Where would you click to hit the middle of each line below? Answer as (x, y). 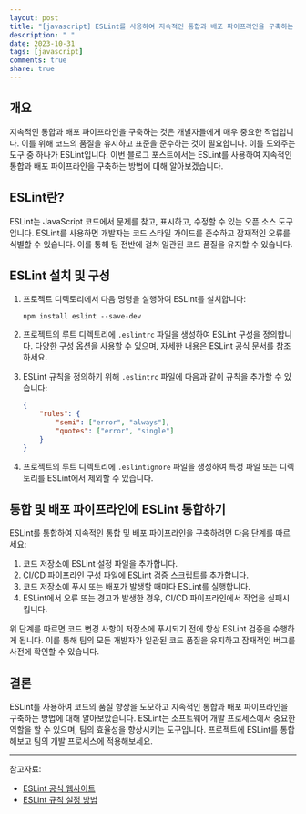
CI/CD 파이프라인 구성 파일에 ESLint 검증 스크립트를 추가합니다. (135, 575)
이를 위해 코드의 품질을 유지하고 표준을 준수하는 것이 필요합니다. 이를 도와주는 (158, 143)
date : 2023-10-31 (42, 43)
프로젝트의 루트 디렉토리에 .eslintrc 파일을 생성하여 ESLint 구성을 (142, 335)
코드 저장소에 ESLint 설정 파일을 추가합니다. (100, 564)
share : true (32, 69)
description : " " (42, 35)
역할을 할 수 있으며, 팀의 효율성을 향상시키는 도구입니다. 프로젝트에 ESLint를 (144, 730)
